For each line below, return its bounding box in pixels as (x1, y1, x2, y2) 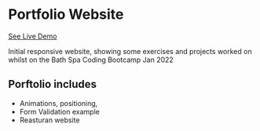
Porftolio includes (8, 78, 97, 91)
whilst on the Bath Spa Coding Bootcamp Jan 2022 (8, 55, 174, 64)
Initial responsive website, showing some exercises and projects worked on (8, 46, 253, 56)
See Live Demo (8, 31, 57, 41)
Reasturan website (19, 115, 80, 125)
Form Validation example (19, 107, 100, 116)
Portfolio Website (8, 5, 124, 24)
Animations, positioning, (19, 98, 98, 107)
